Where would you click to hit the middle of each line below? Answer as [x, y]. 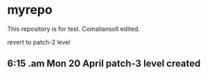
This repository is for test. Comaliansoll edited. [74, 29]
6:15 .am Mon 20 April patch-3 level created [104, 64]
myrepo [30, 10]
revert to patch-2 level [39, 42]
